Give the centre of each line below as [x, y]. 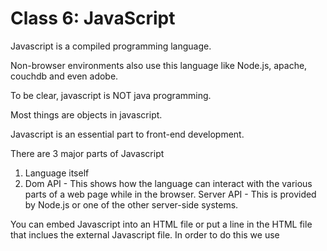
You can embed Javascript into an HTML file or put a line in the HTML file [161, 224]
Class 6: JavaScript [93, 18]
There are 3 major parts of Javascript [87, 153]
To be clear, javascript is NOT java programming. [111, 95]
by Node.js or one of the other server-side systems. [131, 204]
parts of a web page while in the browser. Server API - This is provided [170, 194]
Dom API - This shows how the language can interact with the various [168, 183]
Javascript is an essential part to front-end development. [127, 134]
